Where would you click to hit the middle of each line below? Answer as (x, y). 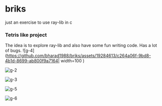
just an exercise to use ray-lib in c (39, 22)
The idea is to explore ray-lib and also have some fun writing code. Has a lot (81, 45)
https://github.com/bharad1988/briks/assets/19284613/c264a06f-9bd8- (79, 56)
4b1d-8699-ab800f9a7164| (32, 61)
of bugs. (13, 51)
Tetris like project (26, 35)
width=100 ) (73, 61)
